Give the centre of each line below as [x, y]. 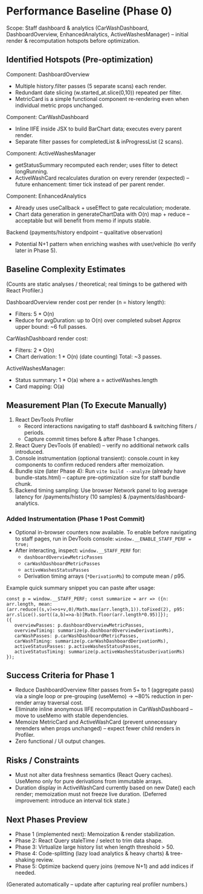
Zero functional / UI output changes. [60, 741]
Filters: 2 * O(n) [34, 350]
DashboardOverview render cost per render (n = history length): [86, 302]
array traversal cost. [58, 703]
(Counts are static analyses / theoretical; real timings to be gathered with [97, 284]
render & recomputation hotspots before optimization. [73, 40]
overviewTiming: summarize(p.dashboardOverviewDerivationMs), [94, 630]
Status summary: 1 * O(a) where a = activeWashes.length [86, 380]
